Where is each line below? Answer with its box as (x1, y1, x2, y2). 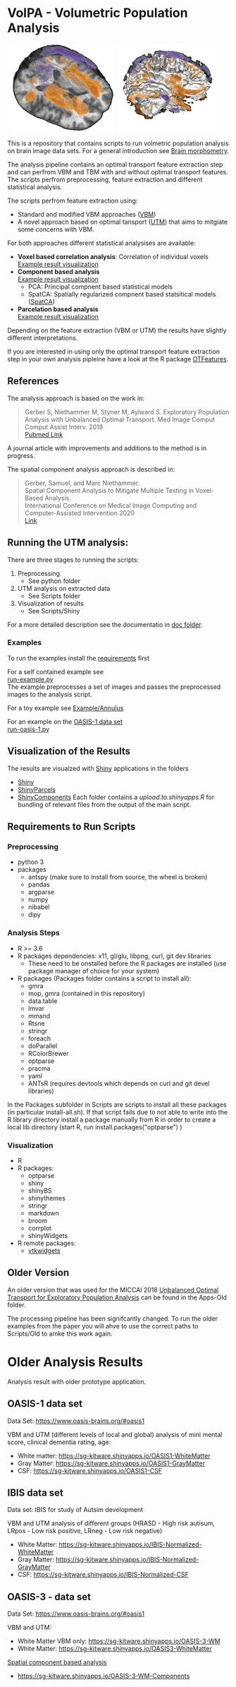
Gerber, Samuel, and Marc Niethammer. (24, 479, 139, 487)
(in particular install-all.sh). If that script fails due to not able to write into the (7, 1107, 228, 1116)
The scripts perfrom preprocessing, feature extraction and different (7, 175, 203, 184)
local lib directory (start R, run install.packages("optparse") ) (7, 1122, 182, 1131)
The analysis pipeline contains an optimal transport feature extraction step (7, 160, 223, 169)
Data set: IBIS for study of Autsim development (7, 1506, 143, 1514)
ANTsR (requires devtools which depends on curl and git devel (27, 1079, 210, 1088)
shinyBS (27, 1186, 52, 1194)
